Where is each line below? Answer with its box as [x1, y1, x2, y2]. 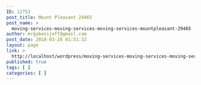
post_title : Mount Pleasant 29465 [6, 14, 93, 20]
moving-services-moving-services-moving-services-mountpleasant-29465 [11, 25, 191, 32]
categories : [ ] [6, 70, 47, 76]
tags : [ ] [6, 64, 31, 71]
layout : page [6, 42, 39, 48]
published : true [6, 59, 47, 65]
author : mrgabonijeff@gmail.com [6, 31, 87, 37]
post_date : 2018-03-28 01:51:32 [6, 37, 87, 42]
